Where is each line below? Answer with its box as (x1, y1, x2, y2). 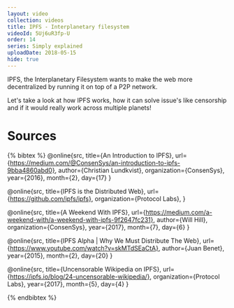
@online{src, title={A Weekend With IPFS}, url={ (7, 208, 146, 216)
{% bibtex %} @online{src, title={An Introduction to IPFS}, (7, 151, 174, 160)
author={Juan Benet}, (161, 244, 225, 252)
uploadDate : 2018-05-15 (7, 50, 77, 57)
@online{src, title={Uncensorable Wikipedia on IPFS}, (7, 265, 162, 273)
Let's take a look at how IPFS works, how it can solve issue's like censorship (7, 96, 227, 104)
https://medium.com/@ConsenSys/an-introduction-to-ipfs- (9, 158, 180, 167)
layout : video (7, 10, 49, 17)
